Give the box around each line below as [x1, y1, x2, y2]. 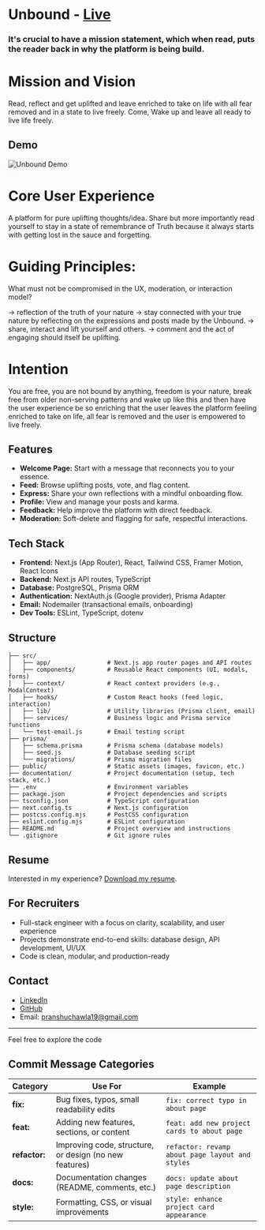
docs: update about [165, 1174, 239, 1183]
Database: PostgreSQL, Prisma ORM [19, 583, 140, 593]
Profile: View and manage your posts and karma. [19, 497, 180, 507]
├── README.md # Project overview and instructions [8, 825, 231, 833]
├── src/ [8, 652, 37, 660]
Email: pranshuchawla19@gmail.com [19, 1012, 139, 1022]
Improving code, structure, [55, 1139, 155, 1150]
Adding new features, [55, 1117, 136, 1128]
